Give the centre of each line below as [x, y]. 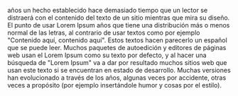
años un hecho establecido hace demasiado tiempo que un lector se [108, 10]
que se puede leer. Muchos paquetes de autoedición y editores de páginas [117, 48]
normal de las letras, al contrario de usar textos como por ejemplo [104, 32]
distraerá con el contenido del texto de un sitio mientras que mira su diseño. [119, 18]
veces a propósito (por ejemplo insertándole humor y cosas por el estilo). [115, 85]
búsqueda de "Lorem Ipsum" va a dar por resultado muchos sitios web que [117, 62]
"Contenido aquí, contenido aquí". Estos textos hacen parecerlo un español [117, 40]
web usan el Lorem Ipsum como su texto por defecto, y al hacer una [107, 55]
